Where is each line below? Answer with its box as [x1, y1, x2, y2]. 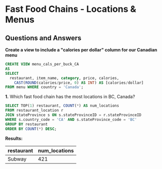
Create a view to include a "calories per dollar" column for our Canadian [5, 47, 158, 53]
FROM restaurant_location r [5, 108, 64, 113]
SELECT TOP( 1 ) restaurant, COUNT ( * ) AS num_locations [5, 103, 120, 109]
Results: [5, 135, 23, 141]
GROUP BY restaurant [5, 121, 48, 127]
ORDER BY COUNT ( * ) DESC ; [5, 126, 57, 131]
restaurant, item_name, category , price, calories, [9, 75, 120, 80]
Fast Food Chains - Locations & [5, 3, 137, 15]
